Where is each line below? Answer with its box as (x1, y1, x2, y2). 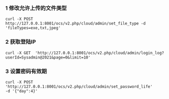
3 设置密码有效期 (5, 68, 47, 75)
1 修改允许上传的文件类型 (5, 4, 67, 11)
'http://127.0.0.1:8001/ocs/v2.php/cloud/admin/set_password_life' (5, 84, 153, 89)
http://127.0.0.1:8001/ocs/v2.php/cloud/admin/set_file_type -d (5, 21, 146, 26)
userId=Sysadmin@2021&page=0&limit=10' (5, 55, 91, 60)
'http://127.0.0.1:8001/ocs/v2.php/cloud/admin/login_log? (35, 50, 164, 55)
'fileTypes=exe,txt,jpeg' (5, 26, 61, 31)
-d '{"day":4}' (5, 88, 38, 93)
